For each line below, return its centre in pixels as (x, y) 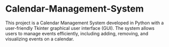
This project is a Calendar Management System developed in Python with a (84, 23)
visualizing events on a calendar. (40, 39)
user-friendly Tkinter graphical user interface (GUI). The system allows (80, 28)
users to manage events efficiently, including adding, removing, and (77, 33)
